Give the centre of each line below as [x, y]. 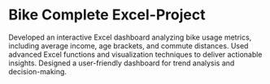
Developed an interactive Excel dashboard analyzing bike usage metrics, [130, 37]
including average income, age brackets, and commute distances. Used [128, 45]
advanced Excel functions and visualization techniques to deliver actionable [135, 54]
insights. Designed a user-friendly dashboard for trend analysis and [122, 63]
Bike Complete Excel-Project [107, 15]
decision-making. [38, 71]
